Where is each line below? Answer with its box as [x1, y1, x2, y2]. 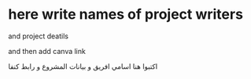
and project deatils [8, 31, 69, 41]
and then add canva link [8, 46, 87, 56]
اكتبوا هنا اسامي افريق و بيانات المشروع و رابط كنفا [8, 61, 158, 71]
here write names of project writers [8, 5, 244, 23]
